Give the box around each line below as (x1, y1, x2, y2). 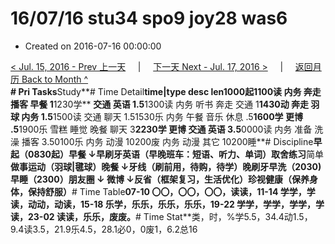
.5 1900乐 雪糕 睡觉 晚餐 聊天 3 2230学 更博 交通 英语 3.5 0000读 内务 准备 (10, 123, 313, 135)
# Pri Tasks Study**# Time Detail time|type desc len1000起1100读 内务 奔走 (10, 85, 322, 97)
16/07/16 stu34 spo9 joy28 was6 (10, 7, 288, 30)
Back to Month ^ (21, 73, 89, 85)
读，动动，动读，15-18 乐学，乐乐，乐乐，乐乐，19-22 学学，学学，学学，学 (10, 198, 325, 210)
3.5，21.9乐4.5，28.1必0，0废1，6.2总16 (32, 223, 198, 235)
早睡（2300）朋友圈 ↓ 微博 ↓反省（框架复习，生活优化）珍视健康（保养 (10, 173, 310, 185)
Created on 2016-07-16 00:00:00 (24, 40, 162, 52)
